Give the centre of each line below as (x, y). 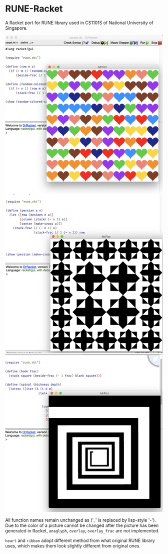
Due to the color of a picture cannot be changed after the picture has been (82, 525)
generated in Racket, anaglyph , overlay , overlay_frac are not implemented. (82, 530)
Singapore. (16, 28)
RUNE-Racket (34, 9)
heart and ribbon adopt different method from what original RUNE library (80, 540)
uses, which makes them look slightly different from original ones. (73, 545)
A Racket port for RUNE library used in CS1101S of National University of (79, 23)
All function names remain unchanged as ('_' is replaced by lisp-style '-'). (81, 520)
